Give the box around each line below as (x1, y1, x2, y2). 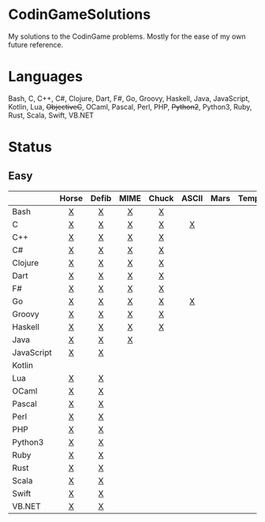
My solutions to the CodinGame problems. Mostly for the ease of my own (8, 32, 246, 41)
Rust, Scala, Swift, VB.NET (8, 110, 95, 120)
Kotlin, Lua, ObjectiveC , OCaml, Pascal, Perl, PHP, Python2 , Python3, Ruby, (8, 102, 252, 111)
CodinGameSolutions (8, 6, 151, 24)
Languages (8, 68, 83, 86)
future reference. (8, 39, 64, 49)
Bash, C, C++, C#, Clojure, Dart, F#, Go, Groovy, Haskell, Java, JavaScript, (8, 93, 250, 103)
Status (8, 138, 53, 156)
